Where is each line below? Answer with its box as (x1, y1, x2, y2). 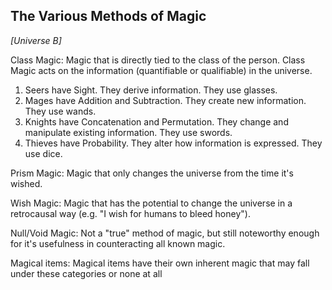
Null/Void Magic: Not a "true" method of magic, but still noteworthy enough (10, 227, 320, 239)
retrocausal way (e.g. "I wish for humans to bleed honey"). (10, 207, 251, 219)
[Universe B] (10, 34, 62, 46)
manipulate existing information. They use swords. (24, 126, 233, 138)
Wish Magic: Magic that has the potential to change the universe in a (10, 197, 293, 209)
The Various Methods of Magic (10, 8, 207, 25)
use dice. (24, 147, 63, 159)
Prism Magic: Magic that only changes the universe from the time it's (10, 167, 294, 179)
